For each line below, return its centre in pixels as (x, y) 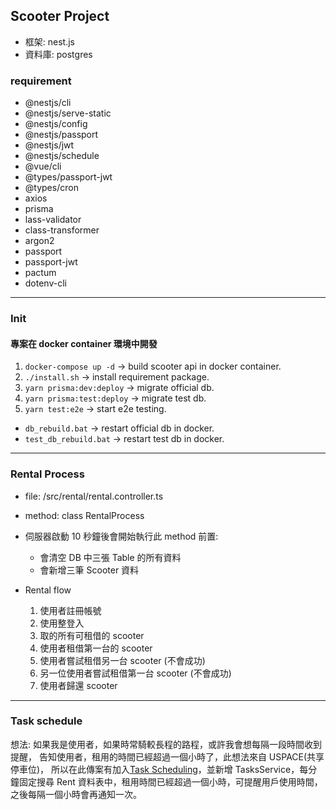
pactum (40, 273)
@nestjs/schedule (62, 156)
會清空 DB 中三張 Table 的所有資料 (110, 557)
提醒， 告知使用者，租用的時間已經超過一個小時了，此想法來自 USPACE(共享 (167, 756)
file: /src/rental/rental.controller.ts (94, 496)
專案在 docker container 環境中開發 (84, 343)
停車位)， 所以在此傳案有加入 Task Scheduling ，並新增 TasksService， (155, 769)
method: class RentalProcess (84, 515)
